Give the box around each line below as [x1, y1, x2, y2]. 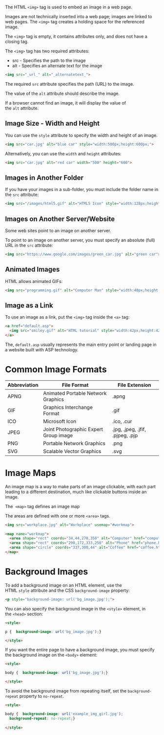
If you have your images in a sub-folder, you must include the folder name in [5, 187, 159, 193]
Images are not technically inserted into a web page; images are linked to [5, 14, 152, 19]
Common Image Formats [5, 364, 107, 375]
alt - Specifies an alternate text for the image [12, 63, 102, 68]
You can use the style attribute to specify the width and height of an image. [5, 132, 158, 138]
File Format [61, 381, 89, 388]
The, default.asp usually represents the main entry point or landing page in [5, 342, 157, 347]
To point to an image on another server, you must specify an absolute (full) [5, 237, 155, 243]
